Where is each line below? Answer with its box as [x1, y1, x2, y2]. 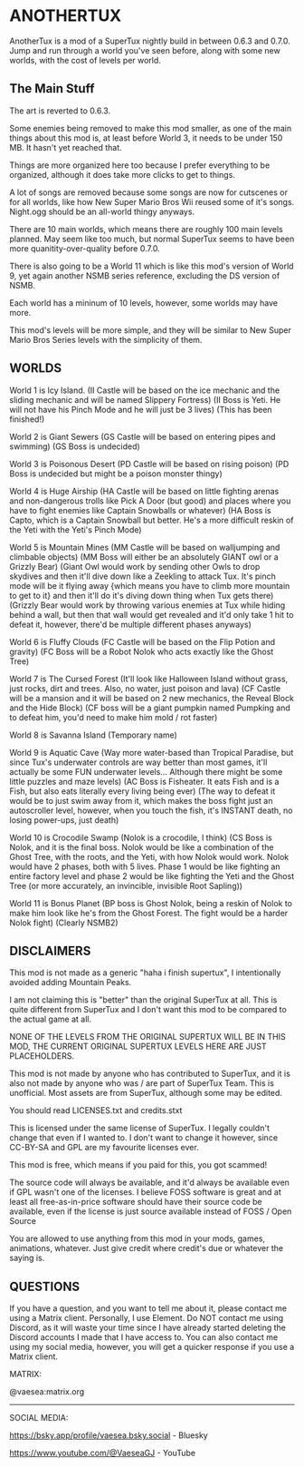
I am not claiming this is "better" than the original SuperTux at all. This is [9, 994, 278, 1005]
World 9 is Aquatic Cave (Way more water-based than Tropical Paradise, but [9, 747, 294, 758]
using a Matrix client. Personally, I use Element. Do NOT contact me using [9, 1313, 284, 1324]
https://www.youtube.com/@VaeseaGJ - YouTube [9, 1448, 196, 1459]
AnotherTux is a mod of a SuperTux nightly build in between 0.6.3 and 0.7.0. [9, 35, 291, 46]
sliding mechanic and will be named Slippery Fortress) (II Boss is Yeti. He [9, 394, 281, 405]
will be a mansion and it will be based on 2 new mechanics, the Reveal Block [9, 692, 294, 703]
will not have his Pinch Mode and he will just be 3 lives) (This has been [9, 404, 273, 415]
